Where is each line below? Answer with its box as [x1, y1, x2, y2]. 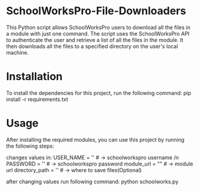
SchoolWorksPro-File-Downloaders [6, 4, 187, 18]
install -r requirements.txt [6, 95, 68, 103]
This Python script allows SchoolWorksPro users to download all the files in [6, 24, 191, 31]
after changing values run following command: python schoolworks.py [6, 178, 179, 185]
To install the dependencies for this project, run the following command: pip [6, 89, 191, 96]
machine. [6, 49, 29, 56]
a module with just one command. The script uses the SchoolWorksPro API [6, 30, 190, 37]
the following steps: [6, 142, 55, 149]
